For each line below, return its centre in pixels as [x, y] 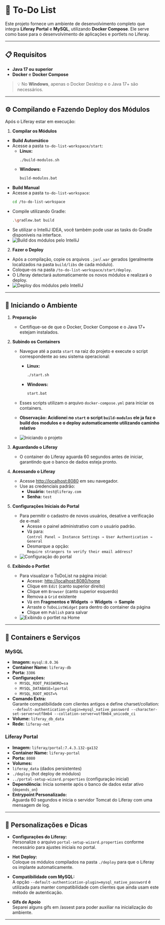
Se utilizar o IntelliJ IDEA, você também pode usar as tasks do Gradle [82, 230]
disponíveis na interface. [37, 235]
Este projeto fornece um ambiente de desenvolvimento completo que [75, 24]
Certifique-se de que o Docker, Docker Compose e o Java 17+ [82, 327]
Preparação [24, 317]
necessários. [30, 89]
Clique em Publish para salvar [57, 612]
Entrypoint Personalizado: [40, 795]
